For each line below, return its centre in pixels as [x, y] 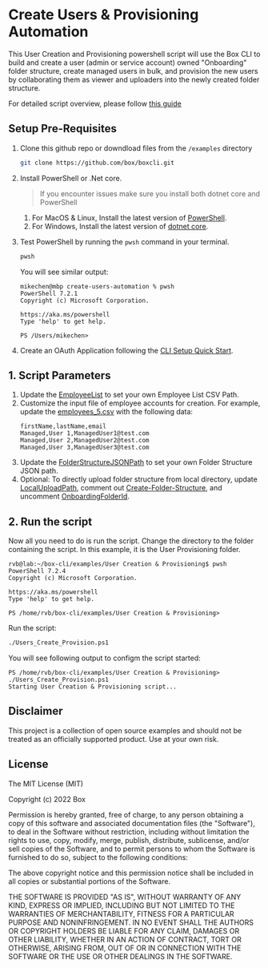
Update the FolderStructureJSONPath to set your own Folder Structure [136, 462]
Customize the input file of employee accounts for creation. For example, [140, 403]
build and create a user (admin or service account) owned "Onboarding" [128, 63]
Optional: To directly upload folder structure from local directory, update [138, 479]
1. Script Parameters [60, 375]
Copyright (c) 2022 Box [47, 799]
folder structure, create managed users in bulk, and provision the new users [133, 71]
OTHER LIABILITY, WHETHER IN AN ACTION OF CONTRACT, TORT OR [125, 939]
